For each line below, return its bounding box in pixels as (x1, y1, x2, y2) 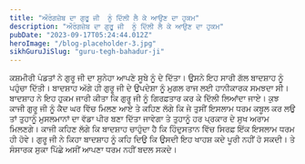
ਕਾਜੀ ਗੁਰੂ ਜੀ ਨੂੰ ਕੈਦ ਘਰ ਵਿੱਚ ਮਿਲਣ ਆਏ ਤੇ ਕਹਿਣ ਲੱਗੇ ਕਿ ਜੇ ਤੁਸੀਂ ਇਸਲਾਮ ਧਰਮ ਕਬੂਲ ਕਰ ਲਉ (9, 103, 296, 114)
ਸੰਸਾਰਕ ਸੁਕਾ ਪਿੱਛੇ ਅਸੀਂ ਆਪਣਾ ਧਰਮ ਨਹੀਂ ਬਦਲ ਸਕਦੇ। (9, 144, 178, 155)
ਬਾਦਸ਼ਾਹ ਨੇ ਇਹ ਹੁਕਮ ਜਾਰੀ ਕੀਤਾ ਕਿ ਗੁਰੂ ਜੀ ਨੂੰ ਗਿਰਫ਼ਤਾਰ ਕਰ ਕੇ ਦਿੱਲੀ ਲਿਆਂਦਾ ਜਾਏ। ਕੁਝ (9, 93, 280, 104)
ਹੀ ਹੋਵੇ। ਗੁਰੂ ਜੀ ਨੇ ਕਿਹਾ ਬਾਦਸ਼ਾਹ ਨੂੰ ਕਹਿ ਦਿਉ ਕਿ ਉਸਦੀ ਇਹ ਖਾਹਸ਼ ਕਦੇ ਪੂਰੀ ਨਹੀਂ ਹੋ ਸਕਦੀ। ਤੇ (9, 134, 296, 145)
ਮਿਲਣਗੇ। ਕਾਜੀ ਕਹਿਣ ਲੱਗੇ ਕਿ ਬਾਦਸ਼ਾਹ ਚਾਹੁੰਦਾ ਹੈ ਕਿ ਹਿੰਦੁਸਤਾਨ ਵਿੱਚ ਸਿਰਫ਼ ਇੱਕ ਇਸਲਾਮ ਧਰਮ (9, 124, 295, 135)
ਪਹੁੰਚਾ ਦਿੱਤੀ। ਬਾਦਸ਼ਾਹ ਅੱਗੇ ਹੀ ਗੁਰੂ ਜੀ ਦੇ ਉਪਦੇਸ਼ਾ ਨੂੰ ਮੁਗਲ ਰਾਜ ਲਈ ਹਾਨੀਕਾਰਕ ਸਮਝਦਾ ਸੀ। (9, 83, 290, 94)
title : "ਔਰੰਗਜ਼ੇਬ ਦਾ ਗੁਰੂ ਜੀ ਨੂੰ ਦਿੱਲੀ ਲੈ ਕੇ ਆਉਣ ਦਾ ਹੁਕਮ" (9, 13, 200, 23)
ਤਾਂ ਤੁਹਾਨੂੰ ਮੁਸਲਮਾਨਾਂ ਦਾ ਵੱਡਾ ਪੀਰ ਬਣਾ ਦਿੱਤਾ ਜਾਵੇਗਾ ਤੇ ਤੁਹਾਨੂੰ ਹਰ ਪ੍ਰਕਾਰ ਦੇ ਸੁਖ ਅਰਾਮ (9, 113, 270, 124)
